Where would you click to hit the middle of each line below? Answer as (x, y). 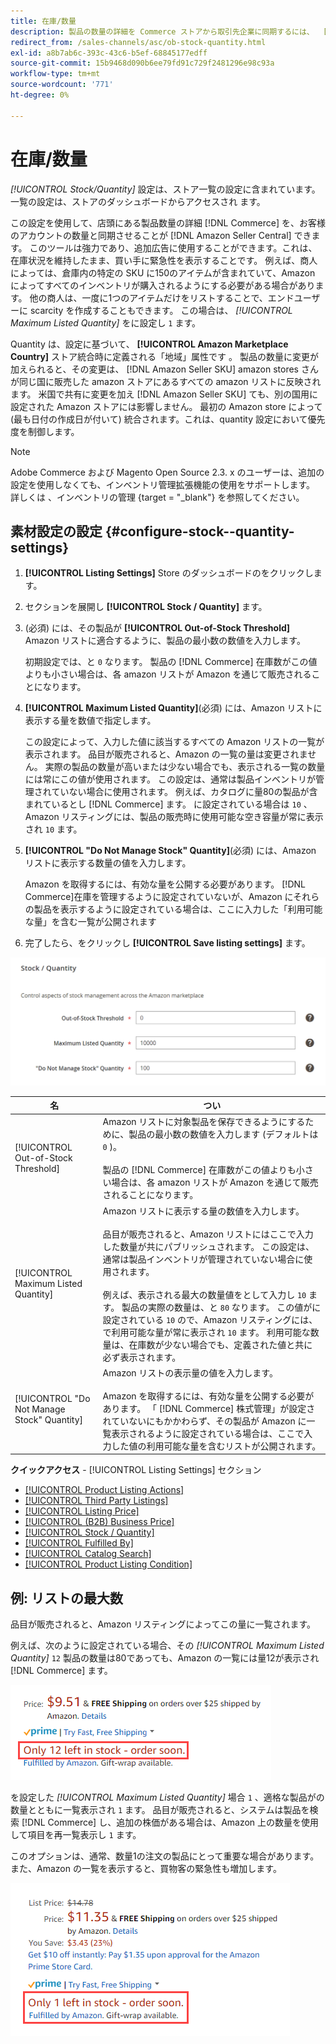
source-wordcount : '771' (62, 85)
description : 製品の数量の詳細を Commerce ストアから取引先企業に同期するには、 (162, 31)
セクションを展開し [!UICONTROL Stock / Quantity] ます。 (146, 607)
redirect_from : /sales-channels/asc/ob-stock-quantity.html (138, 42)
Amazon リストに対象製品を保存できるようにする (204, 1122)
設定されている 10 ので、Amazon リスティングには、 (210, 1319)
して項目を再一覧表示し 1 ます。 (76, 1835)
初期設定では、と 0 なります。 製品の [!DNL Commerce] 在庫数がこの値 (171, 662)
